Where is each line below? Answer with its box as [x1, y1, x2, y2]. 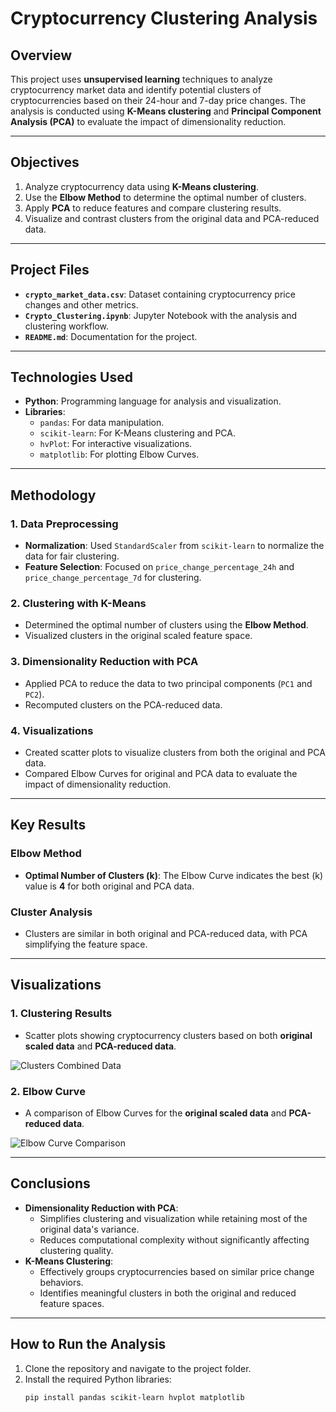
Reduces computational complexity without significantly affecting [39, 1233, 310, 1246]
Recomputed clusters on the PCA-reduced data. [24, 698, 223, 711]
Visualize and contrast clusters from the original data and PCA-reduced [24, 212, 320, 224]
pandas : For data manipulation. [39, 417, 165, 429]
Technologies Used [10, 369, 133, 386]
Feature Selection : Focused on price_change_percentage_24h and [24, 561, 295, 573]
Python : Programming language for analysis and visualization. [24, 395, 282, 407]
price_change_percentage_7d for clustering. [24, 572, 202, 584]
